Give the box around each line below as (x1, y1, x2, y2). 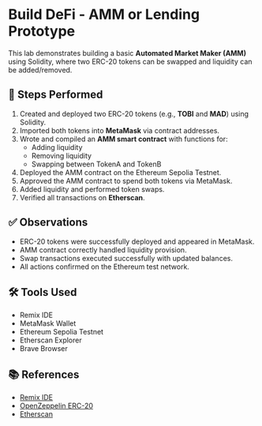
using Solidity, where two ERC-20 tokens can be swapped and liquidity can (8, 57, 253, 66)
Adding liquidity (31, 142, 83, 151)
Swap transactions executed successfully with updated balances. (19, 253, 233, 263)
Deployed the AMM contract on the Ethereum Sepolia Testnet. (19, 167, 222, 177)
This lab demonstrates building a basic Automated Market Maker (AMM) (8, 48, 247, 58)
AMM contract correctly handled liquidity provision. (19, 245, 187, 254)
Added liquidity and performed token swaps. (19, 184, 165, 194)
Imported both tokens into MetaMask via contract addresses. (19, 125, 219, 135)
